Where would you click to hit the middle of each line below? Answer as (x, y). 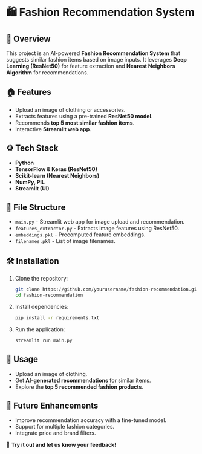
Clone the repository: (41, 279)
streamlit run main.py (44, 340)
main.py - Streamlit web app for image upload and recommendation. (100, 222)
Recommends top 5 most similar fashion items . (75, 123)
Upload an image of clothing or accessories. (70, 109)
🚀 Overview (28, 38)
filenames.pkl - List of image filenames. (65, 241)
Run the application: (40, 329)
